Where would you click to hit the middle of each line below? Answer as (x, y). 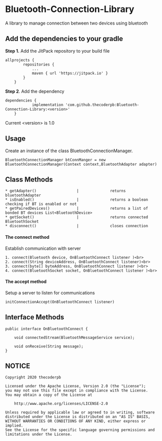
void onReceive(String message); (49, 346)
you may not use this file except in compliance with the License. (77, 391)
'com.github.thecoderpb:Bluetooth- (102, 105)
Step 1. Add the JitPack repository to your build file (57, 51)
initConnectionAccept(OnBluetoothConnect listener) (60, 302)
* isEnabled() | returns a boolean (77, 200)
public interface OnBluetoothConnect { (47, 329)
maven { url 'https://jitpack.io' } (70, 73)
